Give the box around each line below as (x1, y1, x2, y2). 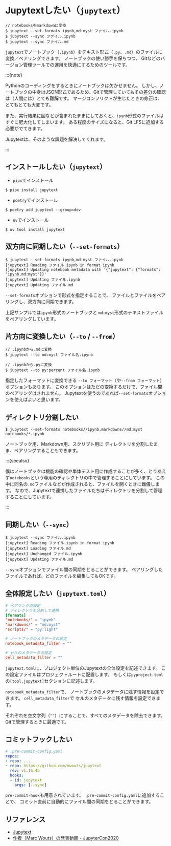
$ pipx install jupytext (5, 187, 58, 193)
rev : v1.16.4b (10, 768, 40, 773)
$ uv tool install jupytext (5, 227, 65, 232)
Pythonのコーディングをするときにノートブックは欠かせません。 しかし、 (5, 82, 160, 89)
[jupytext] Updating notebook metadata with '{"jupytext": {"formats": (5, 267, 161, 272)
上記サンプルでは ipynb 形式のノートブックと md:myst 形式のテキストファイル (5, 309, 164, 315)
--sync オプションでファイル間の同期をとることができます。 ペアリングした (5, 566, 163, 573)
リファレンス (5, 815, 46, 823)
